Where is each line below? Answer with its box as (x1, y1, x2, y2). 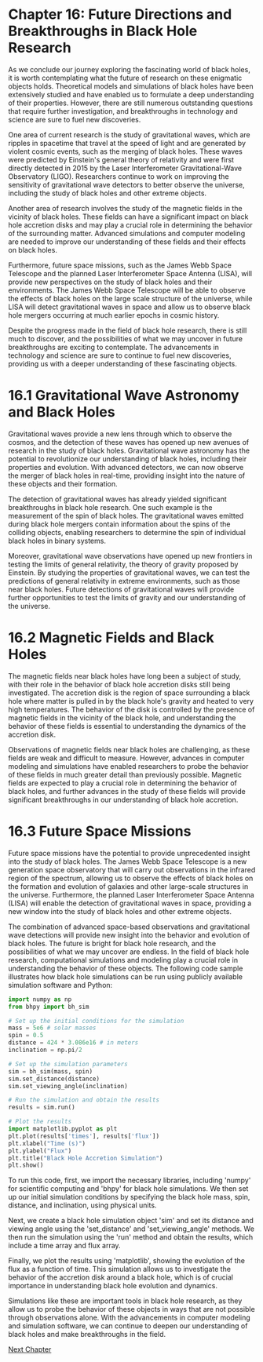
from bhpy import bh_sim (8, 1003, 89, 1011)
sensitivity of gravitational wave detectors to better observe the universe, (8, 180, 245, 189)
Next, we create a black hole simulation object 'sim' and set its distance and (8, 1216, 254, 1225)
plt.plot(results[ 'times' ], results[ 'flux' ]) (8, 1132, 159, 1140)
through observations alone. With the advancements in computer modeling (8, 1313, 251, 1323)
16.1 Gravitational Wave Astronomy (8, 387, 239, 405)
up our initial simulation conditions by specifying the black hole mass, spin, (8, 1193, 250, 1202)
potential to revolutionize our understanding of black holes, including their (8, 453, 247, 464)
